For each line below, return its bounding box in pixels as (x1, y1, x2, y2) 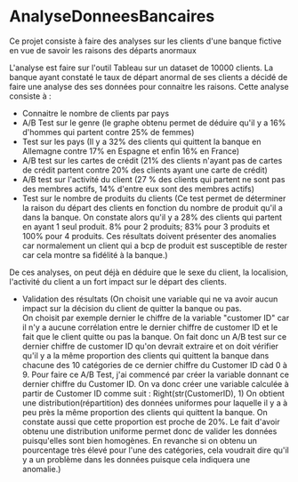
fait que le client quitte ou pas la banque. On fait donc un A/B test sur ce (21, 331, 287, 341)
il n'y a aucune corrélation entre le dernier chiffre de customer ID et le (21, 322, 278, 333)
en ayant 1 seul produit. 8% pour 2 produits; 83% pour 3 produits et (21, 221, 270, 232)
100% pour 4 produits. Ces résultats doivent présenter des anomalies (21, 230, 278, 241)
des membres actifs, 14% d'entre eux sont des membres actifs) (21, 183, 255, 194)
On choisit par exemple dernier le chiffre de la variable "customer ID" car (21, 312, 290, 323)
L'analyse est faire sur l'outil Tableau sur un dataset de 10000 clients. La (9, 62, 274, 73)
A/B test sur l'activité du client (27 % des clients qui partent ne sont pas (21, 173, 286, 184)
